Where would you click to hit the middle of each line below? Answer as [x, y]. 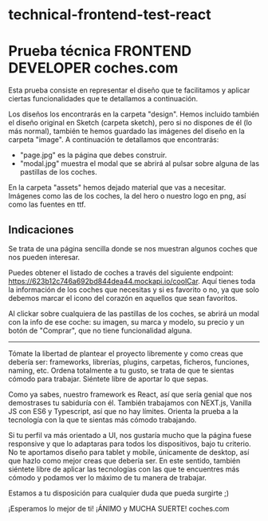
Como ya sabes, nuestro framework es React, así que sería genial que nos [130, 394]
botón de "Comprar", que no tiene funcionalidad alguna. [100, 330]
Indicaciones [41, 229]
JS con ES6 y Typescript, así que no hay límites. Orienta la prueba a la [124, 411]
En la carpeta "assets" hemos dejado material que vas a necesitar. [117, 187]
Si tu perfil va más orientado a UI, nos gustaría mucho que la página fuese [130, 435]
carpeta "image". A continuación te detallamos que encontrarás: [114, 140]
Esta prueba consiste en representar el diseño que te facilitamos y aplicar [129, 90]
